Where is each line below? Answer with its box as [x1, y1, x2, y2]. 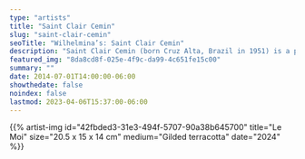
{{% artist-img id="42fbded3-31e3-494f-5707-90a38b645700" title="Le [9, 122, 282, 133]
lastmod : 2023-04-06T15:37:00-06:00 [9, 97, 148, 107]
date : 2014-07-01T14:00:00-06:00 [9, 72, 136, 81]
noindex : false [9, 89, 67, 98]
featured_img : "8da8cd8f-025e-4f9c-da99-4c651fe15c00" [9, 55, 221, 64]
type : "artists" [9, 13, 71, 23]
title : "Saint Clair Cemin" [9, 22, 116, 31]
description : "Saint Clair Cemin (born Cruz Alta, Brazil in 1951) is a [9, 47, 290, 56]
